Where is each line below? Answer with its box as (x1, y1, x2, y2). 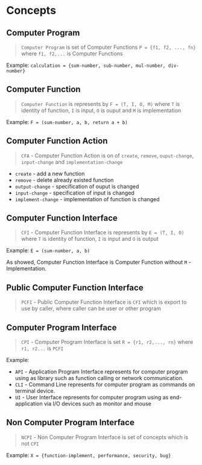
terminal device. (14, 387, 55, 395)
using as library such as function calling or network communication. (14, 375, 184, 382)
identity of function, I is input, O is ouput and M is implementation (21, 107, 181, 114)
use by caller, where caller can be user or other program (21, 305, 162, 312)
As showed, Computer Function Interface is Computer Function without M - (6, 258, 191, 266)
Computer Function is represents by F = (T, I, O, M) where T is (21, 100, 180, 107)
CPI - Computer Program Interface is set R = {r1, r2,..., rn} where (21, 339, 194, 346)
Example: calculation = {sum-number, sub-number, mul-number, (6, 61, 166, 69)
